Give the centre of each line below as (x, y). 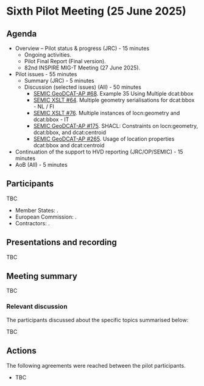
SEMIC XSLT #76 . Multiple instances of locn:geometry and (107, 113)
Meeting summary (42, 276)
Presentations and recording (62, 243)
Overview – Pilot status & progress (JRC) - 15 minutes (82, 48)
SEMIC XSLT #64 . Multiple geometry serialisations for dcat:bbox (114, 100)
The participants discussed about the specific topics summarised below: (97, 320)
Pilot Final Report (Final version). (65, 61)
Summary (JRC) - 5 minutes (59, 81)
